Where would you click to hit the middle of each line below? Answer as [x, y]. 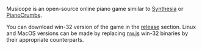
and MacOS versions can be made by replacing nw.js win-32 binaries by [97, 33]
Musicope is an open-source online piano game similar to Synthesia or [95, 9]
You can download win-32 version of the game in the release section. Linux [101, 27]
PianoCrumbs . [24, 15]
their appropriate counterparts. [45, 40]
